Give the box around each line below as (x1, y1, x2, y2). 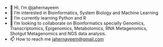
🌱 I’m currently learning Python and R (9, 15, 86, 21)
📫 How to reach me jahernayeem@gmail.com (9, 36, 104, 42)
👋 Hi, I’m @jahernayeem (9, 5, 59, 10)
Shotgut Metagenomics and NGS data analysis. (9, 31, 107, 36)
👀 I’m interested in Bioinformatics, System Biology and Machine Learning (9, 10, 159, 16)
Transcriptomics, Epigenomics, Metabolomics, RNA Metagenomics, (9, 25, 148, 31)
